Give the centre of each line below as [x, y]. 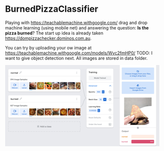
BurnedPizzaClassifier [52, 9]
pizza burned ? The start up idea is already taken [54, 33]
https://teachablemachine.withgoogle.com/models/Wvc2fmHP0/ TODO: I [79, 53]
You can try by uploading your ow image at [48, 48]
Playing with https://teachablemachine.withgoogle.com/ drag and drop [76, 23]
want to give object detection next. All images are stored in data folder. [76, 58]
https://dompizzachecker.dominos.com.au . [48, 38]
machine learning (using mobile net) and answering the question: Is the [77, 27]
